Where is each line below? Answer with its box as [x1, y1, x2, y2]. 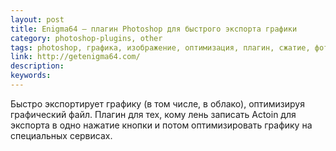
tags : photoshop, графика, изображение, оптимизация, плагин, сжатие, [10, 42, 311, 53]
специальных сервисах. [10, 129, 113, 141]
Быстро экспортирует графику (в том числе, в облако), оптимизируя [10, 97, 305, 110]
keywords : [10, 71, 52, 81]
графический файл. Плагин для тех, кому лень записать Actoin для [10, 108, 297, 120]
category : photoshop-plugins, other [10, 33, 163, 43]
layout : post [10, 14, 65, 25]
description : [10, 61, 65, 71]
